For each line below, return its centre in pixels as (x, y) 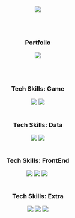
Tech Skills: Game (38, 89)
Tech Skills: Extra (38, 196)
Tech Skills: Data (38, 124)
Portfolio (38, 43)
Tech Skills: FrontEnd (38, 160)
